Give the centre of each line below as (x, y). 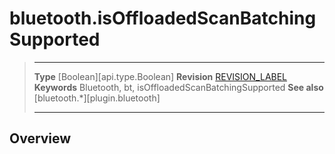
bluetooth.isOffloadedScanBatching (163, 18)
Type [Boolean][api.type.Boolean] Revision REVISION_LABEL (160, 76)
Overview (40, 138)
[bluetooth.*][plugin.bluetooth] (97, 98)
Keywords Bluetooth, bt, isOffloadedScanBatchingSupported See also (178, 87)
